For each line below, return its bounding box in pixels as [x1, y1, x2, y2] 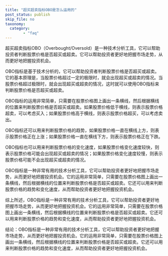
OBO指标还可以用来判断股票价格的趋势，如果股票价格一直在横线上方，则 [5, 127, 155, 133]
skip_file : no [5, 17, 35, 22]
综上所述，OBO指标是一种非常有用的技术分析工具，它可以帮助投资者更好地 [5, 197, 159, 203]
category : [9, 26, 30, 31]
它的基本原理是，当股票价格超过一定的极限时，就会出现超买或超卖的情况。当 [5, 75, 163, 80]
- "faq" [23, 31, 39, 36]
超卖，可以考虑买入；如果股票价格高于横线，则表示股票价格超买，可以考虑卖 [5, 110, 163, 116]
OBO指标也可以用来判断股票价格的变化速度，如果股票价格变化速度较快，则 [5, 144, 159, 150]
